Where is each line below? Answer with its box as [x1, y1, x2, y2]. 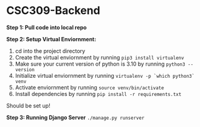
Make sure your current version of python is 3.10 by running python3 [15, 60, 185, 67]
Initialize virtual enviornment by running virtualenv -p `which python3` [15, 72, 195, 79]
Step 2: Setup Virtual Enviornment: [6, 35, 97, 43]
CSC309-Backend [6, 4, 100, 18]
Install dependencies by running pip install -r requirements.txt [15, 90, 182, 97]
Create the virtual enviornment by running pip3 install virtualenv [15, 53, 184, 61]
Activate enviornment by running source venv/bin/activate [15, 83, 164, 91]
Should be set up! [6, 101, 50, 109]
